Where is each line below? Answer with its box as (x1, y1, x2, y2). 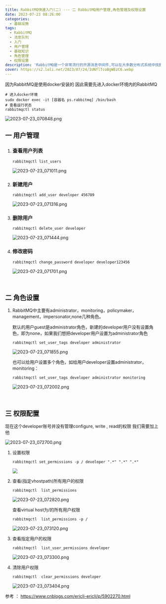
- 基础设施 (9, 21, 29, 26)
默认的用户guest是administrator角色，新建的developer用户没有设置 (12, 324, 149, 330)
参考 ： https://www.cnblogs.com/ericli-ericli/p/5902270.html (5, 593, 131, 600)
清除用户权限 (12, 564, 39, 570)
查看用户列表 (12, 147, 43, 154)
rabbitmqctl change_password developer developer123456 (12, 260, 130, 265)
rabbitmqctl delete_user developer (12, 226, 86, 231)
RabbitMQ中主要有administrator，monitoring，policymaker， (12, 308, 137, 314)
